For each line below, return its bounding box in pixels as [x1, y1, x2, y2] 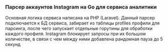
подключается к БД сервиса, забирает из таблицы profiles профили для [5, 20, 160, 26]
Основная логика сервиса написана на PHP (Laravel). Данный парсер [5, 15, 155, 21]
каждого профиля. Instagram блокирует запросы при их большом [5, 31, 146, 37]
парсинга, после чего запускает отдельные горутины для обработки [5, 25, 153, 31]
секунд [5, 41, 21, 47]
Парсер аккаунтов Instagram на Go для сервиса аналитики [5, 3, 157, 10]
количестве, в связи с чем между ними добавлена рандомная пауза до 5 [5, 36, 163, 42]
